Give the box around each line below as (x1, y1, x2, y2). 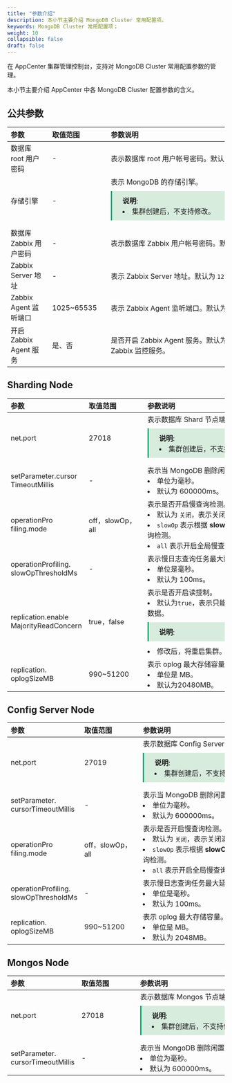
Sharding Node (7, 379, 73, 391)
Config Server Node (7, 704, 95, 716)
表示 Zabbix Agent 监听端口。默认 (110, 303, 221, 313)
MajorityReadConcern (10, 621, 82, 630)
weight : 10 (7, 29, 39, 37)
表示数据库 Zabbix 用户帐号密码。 (110, 238, 220, 248)
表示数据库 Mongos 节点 (140, 992, 219, 1002)
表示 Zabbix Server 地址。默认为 (110, 271, 216, 281)
